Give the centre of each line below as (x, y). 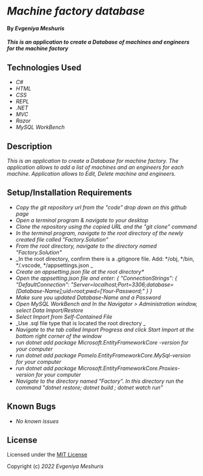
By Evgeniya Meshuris (36, 28)
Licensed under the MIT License (47, 455)
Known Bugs (32, 407)
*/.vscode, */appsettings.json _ (54, 265)
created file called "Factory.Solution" (62, 239)
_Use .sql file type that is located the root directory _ (81, 323)
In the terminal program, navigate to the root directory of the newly (99, 233)
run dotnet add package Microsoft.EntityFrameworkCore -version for (102, 342)
